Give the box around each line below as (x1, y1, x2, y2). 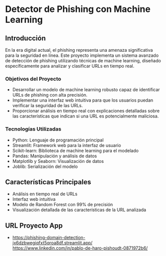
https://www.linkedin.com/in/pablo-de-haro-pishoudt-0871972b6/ (12, 245, 148, 251)
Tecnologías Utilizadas (5, 126, 62, 132)
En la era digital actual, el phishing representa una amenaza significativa (5, 47, 153, 53)
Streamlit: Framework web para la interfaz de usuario (12, 142, 121, 148)
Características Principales (5, 178, 91, 186)
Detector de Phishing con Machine (5, 3, 151, 15)
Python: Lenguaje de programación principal (12, 137, 104, 143)
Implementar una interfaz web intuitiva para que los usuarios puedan (12, 97, 154, 103)
